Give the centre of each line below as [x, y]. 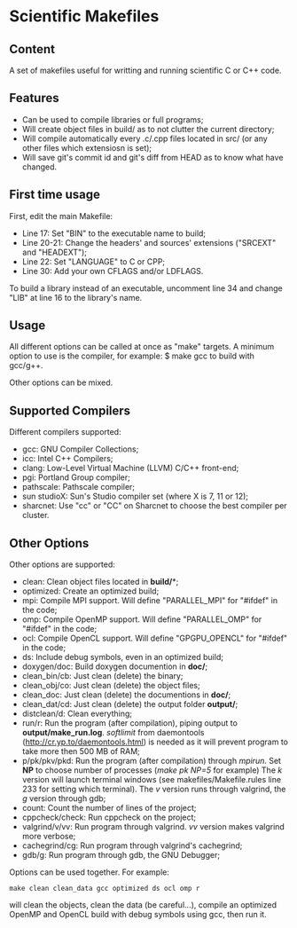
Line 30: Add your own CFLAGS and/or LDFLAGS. [113, 271]
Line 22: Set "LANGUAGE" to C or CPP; [94, 261]
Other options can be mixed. [61, 382]
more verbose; [49, 837]
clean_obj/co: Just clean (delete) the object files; [111, 686]
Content [32, 49]
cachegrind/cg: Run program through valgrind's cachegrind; [132, 845]
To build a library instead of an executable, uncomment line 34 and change [146, 288]
